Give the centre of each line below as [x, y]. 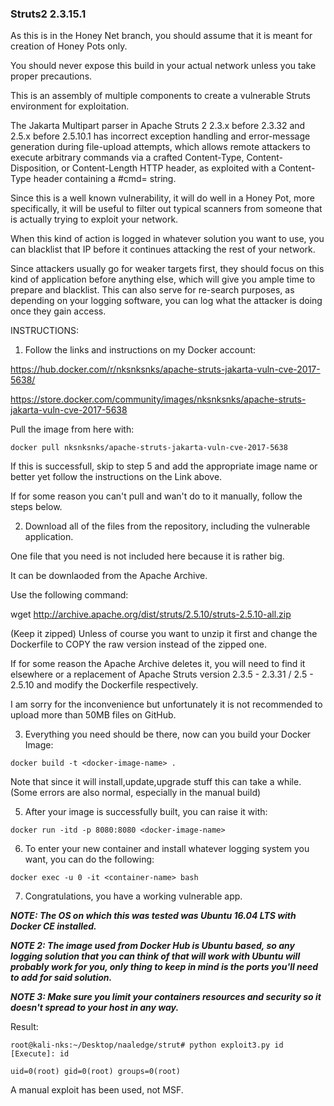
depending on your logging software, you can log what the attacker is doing [166, 301]
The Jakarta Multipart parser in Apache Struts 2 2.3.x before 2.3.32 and [158, 126]
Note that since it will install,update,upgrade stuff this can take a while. [156, 782]
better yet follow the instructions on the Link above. [116, 477]
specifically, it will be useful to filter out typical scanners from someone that [166, 209]
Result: [24, 1027]
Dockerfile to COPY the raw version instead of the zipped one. [138, 644]
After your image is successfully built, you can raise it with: [146, 812]
